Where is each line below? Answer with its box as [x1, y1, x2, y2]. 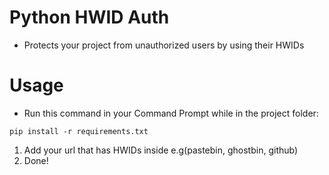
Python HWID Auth [9, 6, 170, 29]
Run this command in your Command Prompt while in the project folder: [23, 107, 319, 119]
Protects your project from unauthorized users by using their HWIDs [23, 39, 305, 51]
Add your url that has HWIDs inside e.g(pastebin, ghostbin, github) [23, 144, 299, 156]
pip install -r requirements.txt [9, 126, 149, 136]
